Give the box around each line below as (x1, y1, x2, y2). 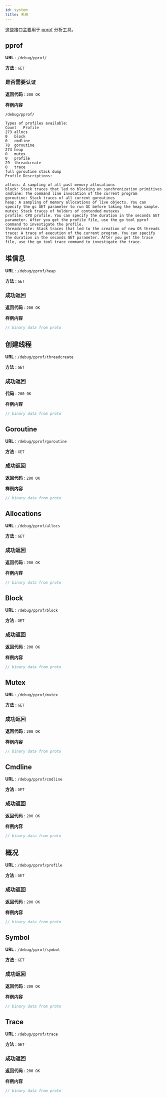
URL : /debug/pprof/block (5, 607, 58, 613)
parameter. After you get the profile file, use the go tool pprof (5, 217, 149, 223)
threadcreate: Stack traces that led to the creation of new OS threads (5, 226, 160, 231)
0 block (5, 134, 26, 139)
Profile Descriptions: (5, 173, 52, 178)
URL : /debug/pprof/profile (5, 862, 62, 868)
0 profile (5, 156, 30, 161)
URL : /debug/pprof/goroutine (5, 438, 67, 445)
